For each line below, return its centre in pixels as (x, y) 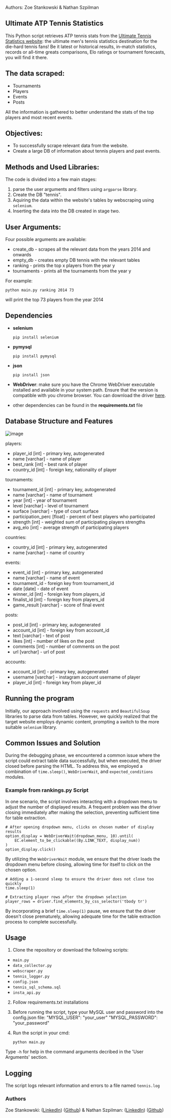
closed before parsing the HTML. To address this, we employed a (74, 766)
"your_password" (31, 1023)
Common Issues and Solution (53, 743)
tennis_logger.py (31, 977)
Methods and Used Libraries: (52, 167)
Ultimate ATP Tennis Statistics (54, 23)
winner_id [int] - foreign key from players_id (59, 594)
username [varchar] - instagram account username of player (77, 677)
